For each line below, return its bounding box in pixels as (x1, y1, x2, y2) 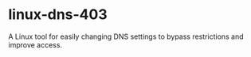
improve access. (8, 40, 62, 49)
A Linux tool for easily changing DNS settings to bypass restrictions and (8, 32, 245, 41)
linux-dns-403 (8, 6, 108, 24)
